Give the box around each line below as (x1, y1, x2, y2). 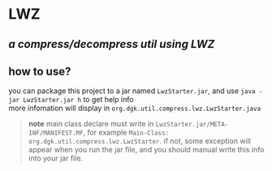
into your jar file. (28, 153, 84, 163)
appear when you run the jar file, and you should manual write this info (28, 145, 265, 155)
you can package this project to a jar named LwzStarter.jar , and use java (8, 86, 256, 96)
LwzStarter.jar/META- (155, 121, 229, 129)
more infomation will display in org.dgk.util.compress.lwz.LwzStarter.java (8, 103, 261, 113)
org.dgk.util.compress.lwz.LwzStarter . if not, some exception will (28, 136, 252, 146)
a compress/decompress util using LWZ (8, 37, 215, 51)
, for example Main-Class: (83, 127, 169, 138)
